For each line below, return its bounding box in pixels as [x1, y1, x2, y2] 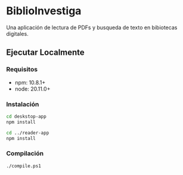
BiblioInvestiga [6, 4, 82, 18]
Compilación [6, 149, 44, 158]
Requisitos [6, 65, 38, 74]
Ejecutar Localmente [6, 48, 85, 58]
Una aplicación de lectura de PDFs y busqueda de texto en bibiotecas [6, 24, 178, 31]
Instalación [6, 100, 39, 108]
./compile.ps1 [6, 162, 42, 169]
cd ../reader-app [6, 130, 49, 136]
